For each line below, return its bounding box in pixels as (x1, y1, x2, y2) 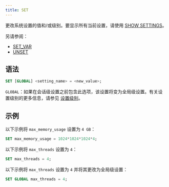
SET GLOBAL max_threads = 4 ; (5, 176, 68, 182)
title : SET (5, 7, 29, 13)
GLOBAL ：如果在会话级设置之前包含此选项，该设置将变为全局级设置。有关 (5, 89, 158, 95)
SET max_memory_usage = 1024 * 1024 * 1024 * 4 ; (5, 136, 97, 141)
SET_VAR (12, 43, 32, 49)
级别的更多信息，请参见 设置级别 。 (9, 95, 83, 101)
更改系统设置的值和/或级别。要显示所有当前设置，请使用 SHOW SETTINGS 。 (5, 22, 167, 28)
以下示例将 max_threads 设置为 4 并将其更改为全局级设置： (5, 166, 128, 172)
